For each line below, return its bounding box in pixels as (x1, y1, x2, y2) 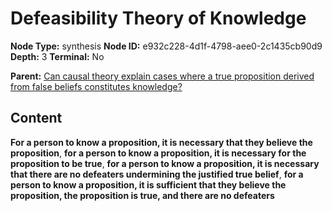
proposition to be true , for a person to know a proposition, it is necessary (10, 157, 320, 169)
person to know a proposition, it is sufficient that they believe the (10, 178, 287, 191)
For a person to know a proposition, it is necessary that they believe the (10, 136, 313, 148)
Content (10, 110, 63, 127)
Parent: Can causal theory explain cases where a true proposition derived (10, 70, 315, 82)
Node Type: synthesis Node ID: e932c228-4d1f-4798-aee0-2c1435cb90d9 (10, 40, 323, 52)
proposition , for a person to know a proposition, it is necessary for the (10, 147, 307, 159)
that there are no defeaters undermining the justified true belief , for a (10, 168, 304, 180)
